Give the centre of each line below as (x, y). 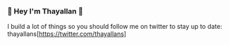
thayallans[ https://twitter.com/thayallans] (67, 34)
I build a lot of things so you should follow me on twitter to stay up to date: (115, 27)
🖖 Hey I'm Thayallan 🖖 (45, 11)
